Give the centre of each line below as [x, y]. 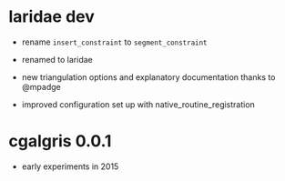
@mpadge [41, 86]
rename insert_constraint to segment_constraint [114, 42]
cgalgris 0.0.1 [60, 141]
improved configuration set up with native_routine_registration [138, 104]
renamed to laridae [57, 59]
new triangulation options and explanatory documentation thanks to [148, 77]
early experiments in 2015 [70, 166]
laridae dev [51, 17]
